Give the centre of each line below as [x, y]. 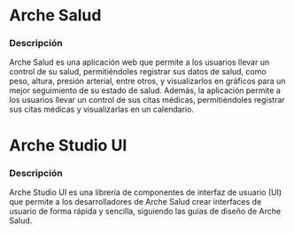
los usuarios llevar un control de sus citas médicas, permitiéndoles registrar [147, 100]
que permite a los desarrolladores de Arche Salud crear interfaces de [135, 201]
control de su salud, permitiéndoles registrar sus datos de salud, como [138, 72]
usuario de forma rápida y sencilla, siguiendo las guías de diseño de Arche [145, 211]
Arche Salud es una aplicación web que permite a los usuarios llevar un [139, 62]
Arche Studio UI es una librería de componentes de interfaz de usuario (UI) [146, 192]
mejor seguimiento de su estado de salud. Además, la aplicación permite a [145, 90]
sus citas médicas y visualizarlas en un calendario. [102, 109]
